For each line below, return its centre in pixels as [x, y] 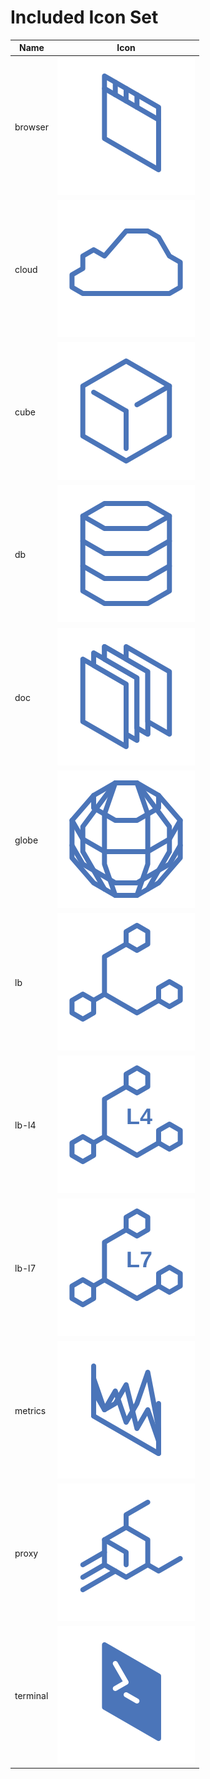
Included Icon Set [84, 17]
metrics [30, 1410]
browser [32, 127]
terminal [31, 1696]
